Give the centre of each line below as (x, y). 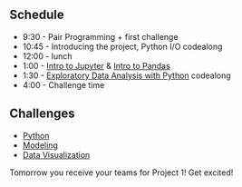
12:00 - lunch (47, 56)
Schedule (37, 15)
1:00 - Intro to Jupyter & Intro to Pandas (96, 65)
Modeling (40, 145)
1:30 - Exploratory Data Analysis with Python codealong (126, 75)
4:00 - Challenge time (63, 84)
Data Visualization (56, 154)
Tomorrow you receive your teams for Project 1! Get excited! (121, 172)
